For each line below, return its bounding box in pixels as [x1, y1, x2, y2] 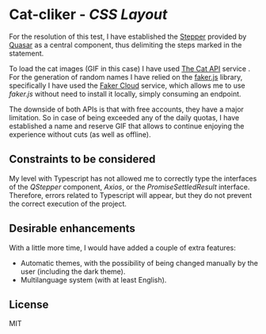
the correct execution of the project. [9, 199, 127, 208]
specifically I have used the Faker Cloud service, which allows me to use [9, 81, 246, 90]
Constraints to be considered [9, 153, 156, 166]
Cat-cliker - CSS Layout [9, 6, 168, 24]
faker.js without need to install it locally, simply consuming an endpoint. [9, 89, 241, 98]
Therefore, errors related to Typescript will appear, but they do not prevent [9, 190, 253, 199]
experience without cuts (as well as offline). [9, 129, 151, 139]
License [9, 298, 49, 311]
